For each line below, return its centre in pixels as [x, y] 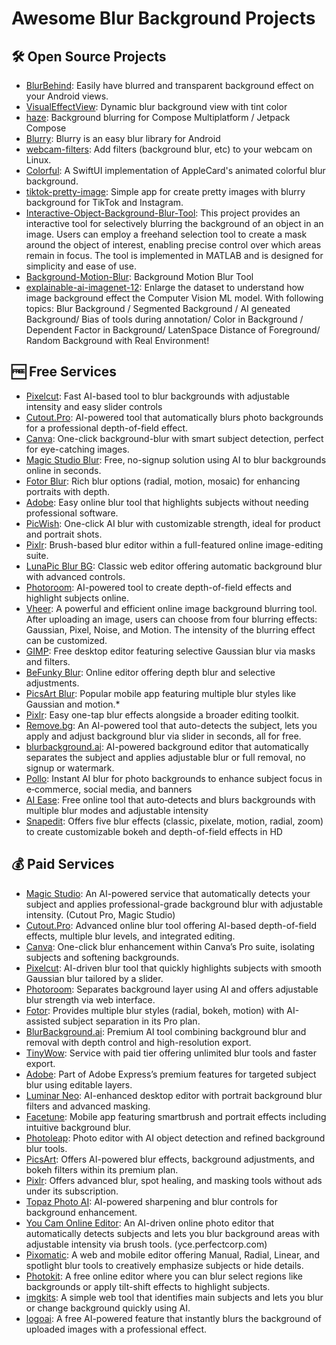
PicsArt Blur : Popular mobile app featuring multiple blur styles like [161, 693]
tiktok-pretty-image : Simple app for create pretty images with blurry [165, 191]
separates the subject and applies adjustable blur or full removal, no [165, 757]
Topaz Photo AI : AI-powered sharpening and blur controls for [151, 1201]
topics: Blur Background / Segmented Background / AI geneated [158, 308]
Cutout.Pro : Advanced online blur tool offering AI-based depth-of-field [171, 925]
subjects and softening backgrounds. [102, 957]
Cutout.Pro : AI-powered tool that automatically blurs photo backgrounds [174, 417]
